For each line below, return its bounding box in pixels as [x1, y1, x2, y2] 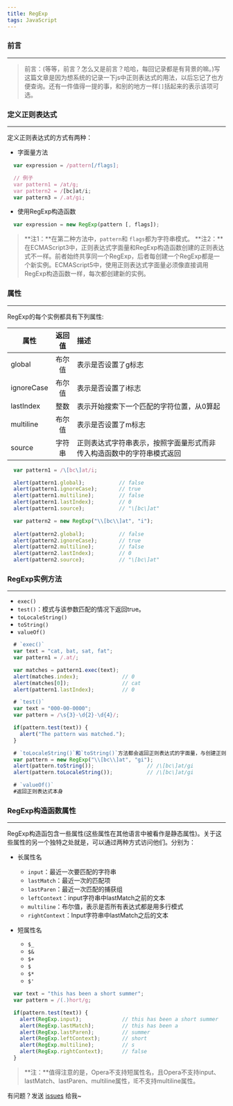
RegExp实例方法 [7, 574, 62, 584]
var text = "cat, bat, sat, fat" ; [13, 648, 113, 655]
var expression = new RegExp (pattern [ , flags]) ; [13, 221, 159, 228]
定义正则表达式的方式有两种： [7, 134, 92, 142]
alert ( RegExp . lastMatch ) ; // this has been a [19, 1022, 178, 1029]
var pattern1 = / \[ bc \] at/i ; [13, 467, 98, 474]
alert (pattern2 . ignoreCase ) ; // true [13, 537, 141, 544]
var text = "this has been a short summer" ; [13, 991, 144, 997]
